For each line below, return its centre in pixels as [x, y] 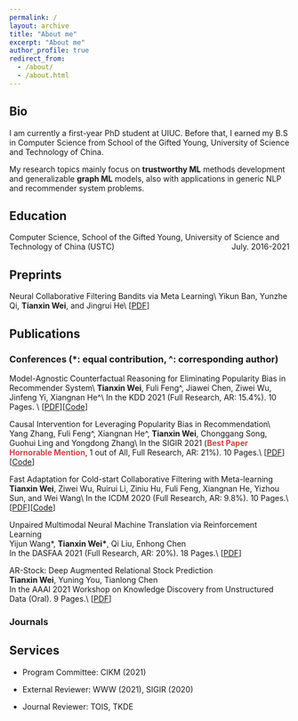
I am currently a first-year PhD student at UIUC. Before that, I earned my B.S [149, 133]
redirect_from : [37, 59]
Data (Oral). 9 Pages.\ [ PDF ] [60, 598]
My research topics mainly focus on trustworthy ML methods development [147, 169]
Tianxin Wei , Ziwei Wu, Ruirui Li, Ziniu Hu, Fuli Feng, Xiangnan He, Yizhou [145, 488]
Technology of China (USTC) [62, 247]
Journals [29, 621]
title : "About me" [43, 34]
